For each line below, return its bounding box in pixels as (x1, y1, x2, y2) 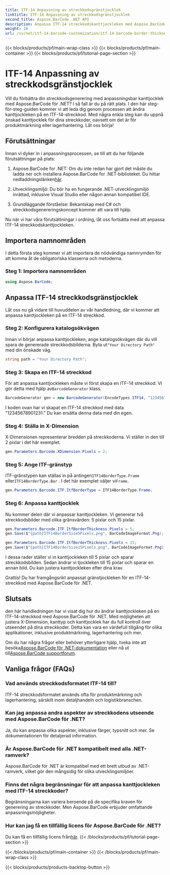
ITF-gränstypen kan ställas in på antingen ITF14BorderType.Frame (5, 472, 140, 478)
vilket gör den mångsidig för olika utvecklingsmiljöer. (25, 768, 135, 774)
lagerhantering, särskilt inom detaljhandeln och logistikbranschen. (5, 696, 143, 703)
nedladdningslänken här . (12, 176, 63, 182)
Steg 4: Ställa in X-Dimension (5, 422, 79, 429)
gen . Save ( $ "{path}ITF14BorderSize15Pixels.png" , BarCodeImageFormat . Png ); (5, 545, 166, 550)
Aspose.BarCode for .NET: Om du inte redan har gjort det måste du (12, 165, 153, 171)
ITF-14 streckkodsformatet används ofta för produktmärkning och (5, 691, 142, 697)
